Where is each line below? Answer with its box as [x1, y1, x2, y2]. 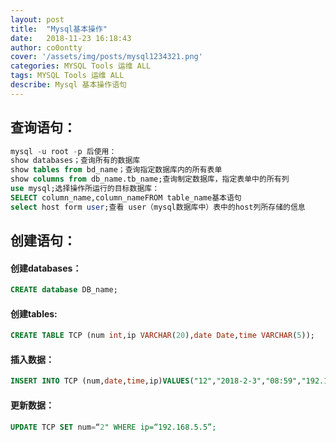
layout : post [10, 14, 65, 25]
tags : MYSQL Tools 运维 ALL [10, 71, 125, 81]
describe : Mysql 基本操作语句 [10, 80, 127, 90]
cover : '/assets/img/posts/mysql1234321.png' [10, 52, 203, 62]
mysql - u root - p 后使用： [10, 146, 117, 156]
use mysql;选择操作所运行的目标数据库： [10, 184, 160, 194]
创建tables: [10, 307, 58, 320]
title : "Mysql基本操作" [10, 24, 108, 34]
